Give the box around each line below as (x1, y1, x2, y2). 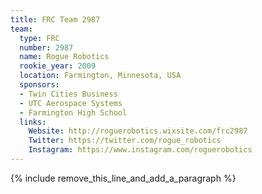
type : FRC (19, 33, 60, 43)
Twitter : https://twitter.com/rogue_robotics (28, 136, 222, 146)
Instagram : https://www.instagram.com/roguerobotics (28, 145, 253, 155)
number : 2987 (19, 42, 74, 53)
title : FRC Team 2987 (10, 14, 101, 25)
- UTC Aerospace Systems (19, 98, 123, 108)
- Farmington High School (19, 107, 128, 118)
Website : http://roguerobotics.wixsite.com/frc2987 (28, 126, 248, 136)
